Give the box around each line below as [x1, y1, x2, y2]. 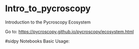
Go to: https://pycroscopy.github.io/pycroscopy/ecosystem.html [5, 28, 134, 34]
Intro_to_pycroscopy [5, 3, 91, 14]
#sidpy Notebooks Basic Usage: [5, 38, 70, 44]
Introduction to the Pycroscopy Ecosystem [5, 19, 91, 25]
